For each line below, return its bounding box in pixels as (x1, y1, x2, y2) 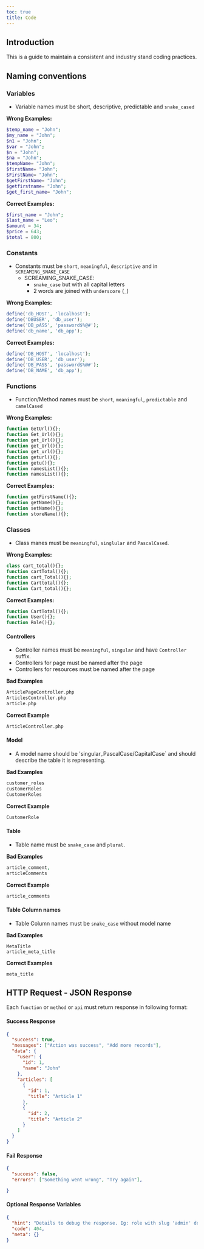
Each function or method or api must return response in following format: (6, 1004, 188, 1011)
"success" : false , (12, 1171, 59, 1177)
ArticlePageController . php (6, 689, 75, 695)
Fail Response (6, 1152, 42, 1159)
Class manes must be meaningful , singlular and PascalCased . (15, 540, 169, 547)
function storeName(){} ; (6, 511, 69, 517)
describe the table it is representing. (15, 756, 106, 764)
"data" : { (12, 1048, 36, 1054)
